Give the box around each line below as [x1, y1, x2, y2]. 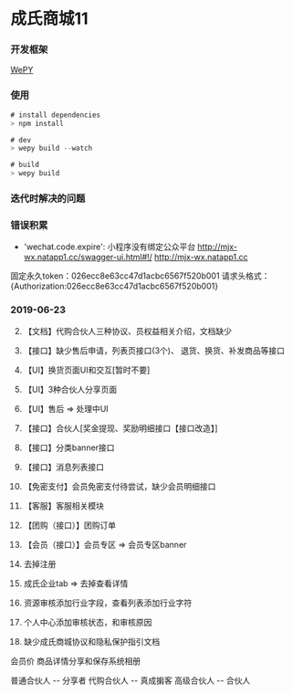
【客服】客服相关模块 [23, 499, 104, 511]
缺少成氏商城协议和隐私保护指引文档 [23, 636, 161, 647]
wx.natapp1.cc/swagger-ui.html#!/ [23, 252, 153, 263]
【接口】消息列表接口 [23, 461, 104, 472]
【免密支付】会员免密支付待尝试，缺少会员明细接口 [23, 480, 216, 491]
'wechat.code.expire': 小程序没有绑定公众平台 [23, 241, 195, 252]
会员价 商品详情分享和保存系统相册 [10, 655, 141, 667]
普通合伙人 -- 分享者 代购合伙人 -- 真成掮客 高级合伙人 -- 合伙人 [10, 675, 251, 686]
